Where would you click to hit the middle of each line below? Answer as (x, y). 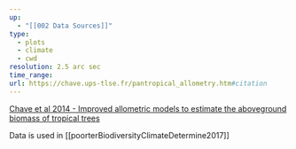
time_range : (31, 75)
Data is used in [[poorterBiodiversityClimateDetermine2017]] (120, 135)
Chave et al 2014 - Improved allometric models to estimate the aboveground (148, 108)
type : (19, 34)
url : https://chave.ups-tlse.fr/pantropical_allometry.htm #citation (138, 83)
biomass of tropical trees (55, 118)
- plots (31, 42)
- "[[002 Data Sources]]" (65, 26)
